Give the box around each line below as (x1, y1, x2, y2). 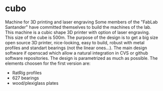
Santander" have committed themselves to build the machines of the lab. (5, 24, 152, 30)
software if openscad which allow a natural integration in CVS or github (5, 50, 148, 56)
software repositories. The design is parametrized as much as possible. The (5, 55, 158, 61)
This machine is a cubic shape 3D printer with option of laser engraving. (5, 29, 150, 35)
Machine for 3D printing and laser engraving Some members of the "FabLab (5, 19, 158, 25)
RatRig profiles (12, 70, 42, 75)
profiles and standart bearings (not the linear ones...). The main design (5, 45, 147, 51)
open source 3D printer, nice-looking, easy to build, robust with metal (5, 39, 145, 45)
